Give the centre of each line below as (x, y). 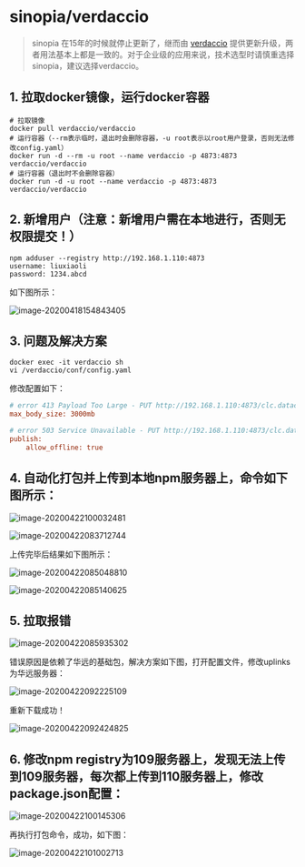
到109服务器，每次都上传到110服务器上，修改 (137, 776)
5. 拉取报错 (40, 620)
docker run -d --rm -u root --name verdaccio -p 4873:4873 (123, 156)
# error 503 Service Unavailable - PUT (85, 431)
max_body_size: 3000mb (52, 414)
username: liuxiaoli (49, 266)
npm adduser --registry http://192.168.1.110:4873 (107, 258)
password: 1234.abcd (49, 274)
